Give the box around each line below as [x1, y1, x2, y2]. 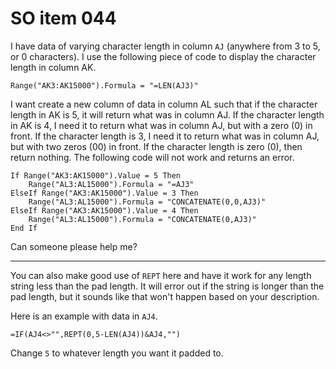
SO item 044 [10, 7, 117, 30]
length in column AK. [10, 61, 97, 73]
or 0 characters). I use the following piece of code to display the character [10, 50, 317, 62]
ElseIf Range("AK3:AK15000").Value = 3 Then [10, 188, 199, 198]
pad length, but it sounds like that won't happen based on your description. [10, 290, 320, 302]
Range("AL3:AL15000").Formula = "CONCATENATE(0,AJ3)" [28, 214, 257, 224]
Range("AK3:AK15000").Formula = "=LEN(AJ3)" [10, 80, 199, 91]
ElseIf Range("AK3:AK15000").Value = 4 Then [10, 205, 199, 216]
